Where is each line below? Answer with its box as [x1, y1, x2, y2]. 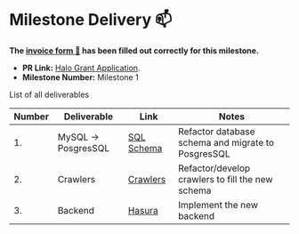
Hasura [127, 204, 158, 216]
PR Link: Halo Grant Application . [21, 62, 141, 73]
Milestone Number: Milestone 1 [21, 71, 140, 83]
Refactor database [177, 125, 255, 137]
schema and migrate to [177, 136, 274, 149]
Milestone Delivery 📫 [9, 10, 173, 30]
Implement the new [177, 198, 259, 211]
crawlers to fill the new [177, 173, 273, 185]
